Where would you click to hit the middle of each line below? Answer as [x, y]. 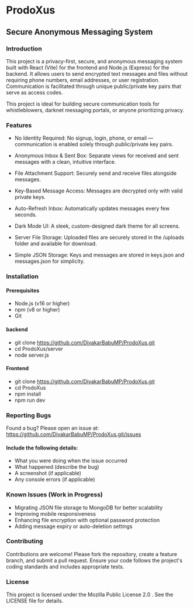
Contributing [25, 542]
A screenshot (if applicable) [48, 473]
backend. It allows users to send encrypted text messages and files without [97, 73]
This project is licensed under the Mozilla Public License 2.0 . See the [90, 595]
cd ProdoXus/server [39, 349]
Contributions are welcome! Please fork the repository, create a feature [91, 554]
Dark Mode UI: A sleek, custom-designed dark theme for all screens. [97, 226]
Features [19, 125]
